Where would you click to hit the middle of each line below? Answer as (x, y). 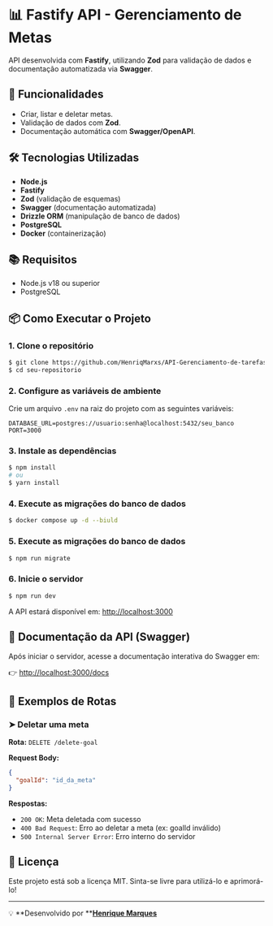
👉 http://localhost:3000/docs (59, 673)
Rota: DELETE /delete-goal (53, 742)
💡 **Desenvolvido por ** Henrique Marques (83, 913)
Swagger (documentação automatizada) (88, 207)
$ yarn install (34, 483)
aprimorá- (247, 881)
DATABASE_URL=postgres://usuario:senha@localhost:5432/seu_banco (121, 424)
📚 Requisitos (43, 260)
